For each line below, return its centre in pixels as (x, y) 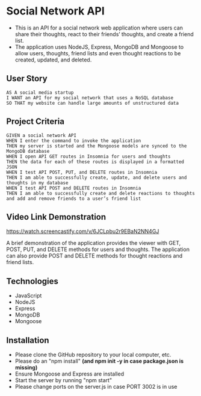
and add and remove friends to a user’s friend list (74, 199)
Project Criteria (36, 122)
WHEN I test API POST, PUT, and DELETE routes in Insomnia (82, 172)
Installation (28, 340)
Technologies (32, 281)
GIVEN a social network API (42, 135)
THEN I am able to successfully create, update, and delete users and (97, 178)
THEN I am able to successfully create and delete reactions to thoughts (101, 193)
